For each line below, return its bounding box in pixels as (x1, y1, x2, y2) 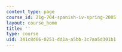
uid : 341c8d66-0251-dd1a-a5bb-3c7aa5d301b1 (6, 36, 117, 42)
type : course (6, 31, 39, 37)
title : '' (6, 25, 31, 32)
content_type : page (6, 8, 55, 15)
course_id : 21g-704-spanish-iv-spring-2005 (6, 14, 117, 20)
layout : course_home (6, 20, 58, 26)
